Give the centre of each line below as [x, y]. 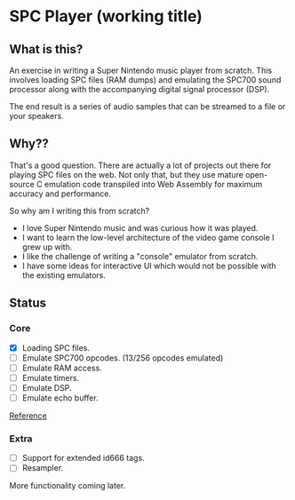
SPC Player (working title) [106, 16]
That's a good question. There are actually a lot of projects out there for [140, 165]
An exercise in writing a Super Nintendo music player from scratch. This [141, 70]
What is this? [46, 49]
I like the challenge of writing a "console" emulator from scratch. [140, 256]
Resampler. [43, 468]
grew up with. [47, 247]
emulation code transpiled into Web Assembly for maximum [153, 184]
